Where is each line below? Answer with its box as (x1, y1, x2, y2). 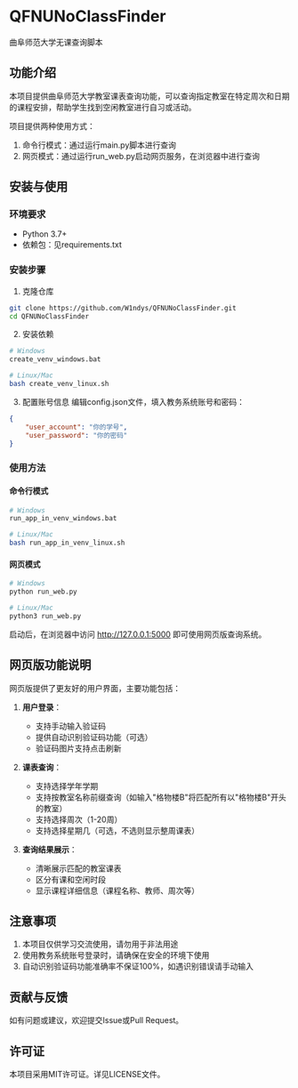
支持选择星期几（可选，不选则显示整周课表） (35, 825, 200, 835)
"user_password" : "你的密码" (25, 431, 128, 439)
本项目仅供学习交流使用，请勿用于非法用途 (21, 939, 179, 949)
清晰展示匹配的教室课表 (35, 863, 122, 874)
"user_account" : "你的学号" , (25, 423, 128, 431)
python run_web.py (9, 587, 77, 597)
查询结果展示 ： (21, 843, 77, 855)
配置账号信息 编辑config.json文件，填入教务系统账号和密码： (21, 396, 246, 407)
